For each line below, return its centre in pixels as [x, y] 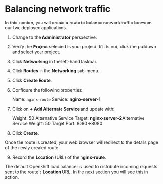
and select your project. [36, 52]
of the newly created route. [32, 147]
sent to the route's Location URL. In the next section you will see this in [77, 172]
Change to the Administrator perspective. [54, 37]
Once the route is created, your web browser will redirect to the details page [82, 142]
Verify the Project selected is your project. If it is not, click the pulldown [84, 46]
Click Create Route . [32, 80]
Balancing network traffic [58, 9]
